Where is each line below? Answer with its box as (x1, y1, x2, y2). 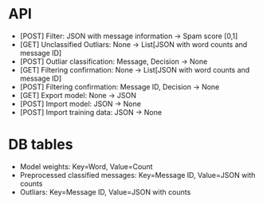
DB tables (8, 136, 73, 154)
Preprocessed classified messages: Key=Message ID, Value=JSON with (19, 170, 256, 179)
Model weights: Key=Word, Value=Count (19, 161, 153, 171)
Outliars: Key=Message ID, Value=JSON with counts (19, 187, 191, 196)
